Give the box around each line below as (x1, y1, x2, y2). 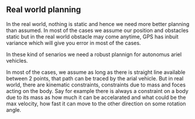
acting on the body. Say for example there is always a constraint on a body (6, 87, 188, 94)
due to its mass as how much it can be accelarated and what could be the (6, 94, 186, 101)
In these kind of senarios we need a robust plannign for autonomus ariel (6, 50, 182, 58)
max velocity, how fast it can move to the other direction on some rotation (6, 100, 186, 107)
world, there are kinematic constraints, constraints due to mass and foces (6, 81, 186, 88)
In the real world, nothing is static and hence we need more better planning (6, 20, 190, 27)
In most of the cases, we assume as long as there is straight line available (6, 68, 186, 76)
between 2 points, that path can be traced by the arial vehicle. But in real (6, 75, 184, 82)
